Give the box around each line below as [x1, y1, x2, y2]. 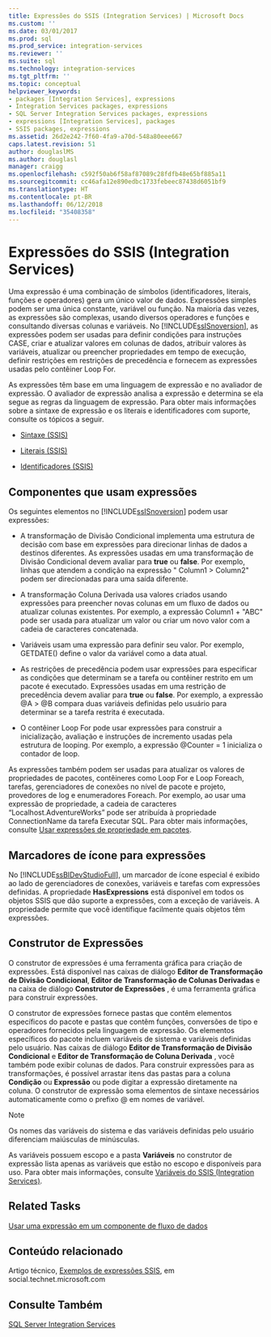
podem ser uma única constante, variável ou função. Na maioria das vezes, [8, 304, 260, 314]
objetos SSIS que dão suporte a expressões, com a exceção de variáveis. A [8, 895, 260, 905]
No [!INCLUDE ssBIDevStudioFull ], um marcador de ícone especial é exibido [8, 869, 260, 880]
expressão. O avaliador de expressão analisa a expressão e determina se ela [8, 388, 264, 398]
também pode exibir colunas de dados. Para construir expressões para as [8, 1060, 255, 1069]
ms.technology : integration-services [8, 65, 136, 73]
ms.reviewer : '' [8, 49, 63, 58]
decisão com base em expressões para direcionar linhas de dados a [19, 540, 248, 550]
